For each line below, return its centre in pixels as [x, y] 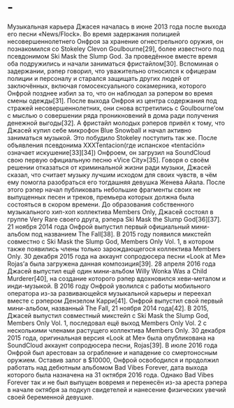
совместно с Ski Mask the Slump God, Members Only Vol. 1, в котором [111, 241]
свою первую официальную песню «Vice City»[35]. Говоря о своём [108, 160]
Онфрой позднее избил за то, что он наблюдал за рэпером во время [110, 93]
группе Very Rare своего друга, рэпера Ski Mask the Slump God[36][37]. [114, 219]
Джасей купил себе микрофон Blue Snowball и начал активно [100, 130]
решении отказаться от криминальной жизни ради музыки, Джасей [109, 167]
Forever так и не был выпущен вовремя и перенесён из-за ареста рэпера [117, 382]
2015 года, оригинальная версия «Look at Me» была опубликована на [111, 338]
